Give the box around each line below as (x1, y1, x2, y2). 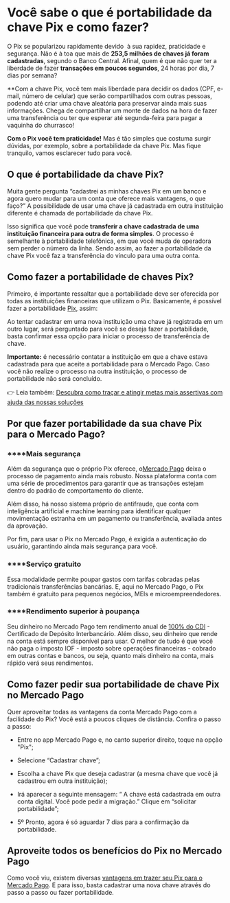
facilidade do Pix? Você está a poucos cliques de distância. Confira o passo (7, 715, 222, 723)
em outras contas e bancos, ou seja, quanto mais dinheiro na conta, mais (7, 651, 214, 659)
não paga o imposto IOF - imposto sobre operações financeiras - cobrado (7, 644, 216, 653)
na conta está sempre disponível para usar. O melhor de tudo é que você (7, 637, 214, 645)
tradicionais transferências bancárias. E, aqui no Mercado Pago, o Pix (7, 582, 204, 591)
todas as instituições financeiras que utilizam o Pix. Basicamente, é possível (7, 296, 222, 305)
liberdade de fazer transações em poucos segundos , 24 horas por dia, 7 (7, 64, 215, 72)
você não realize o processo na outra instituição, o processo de (7, 367, 187, 375)
